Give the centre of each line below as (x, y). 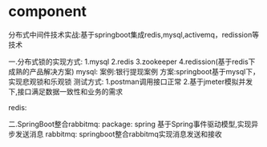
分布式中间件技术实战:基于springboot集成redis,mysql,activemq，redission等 (133, 34)
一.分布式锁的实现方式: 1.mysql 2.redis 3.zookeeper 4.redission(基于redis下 (132, 62)
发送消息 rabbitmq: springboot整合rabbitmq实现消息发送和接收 (118, 133)
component (47, 12)
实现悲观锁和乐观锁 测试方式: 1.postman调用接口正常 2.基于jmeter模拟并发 (131, 81)
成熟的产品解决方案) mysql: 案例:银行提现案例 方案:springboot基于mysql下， (134, 71)
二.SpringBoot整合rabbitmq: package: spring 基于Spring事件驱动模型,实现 (130, 124)
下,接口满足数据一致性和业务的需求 (66, 91)
